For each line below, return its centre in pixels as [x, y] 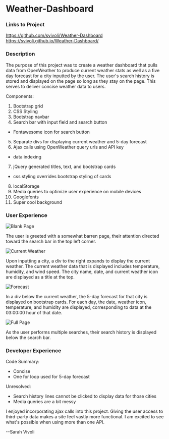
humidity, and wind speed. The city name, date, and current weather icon [82, 272]
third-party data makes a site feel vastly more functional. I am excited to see [85, 417]
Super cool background [38, 202]
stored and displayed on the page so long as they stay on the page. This [81, 81]
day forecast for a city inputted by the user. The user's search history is [80, 76]
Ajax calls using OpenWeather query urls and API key [68, 147]
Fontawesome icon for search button [51, 132]
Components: [20, 96]
